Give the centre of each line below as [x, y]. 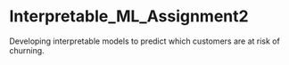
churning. [27, 50]
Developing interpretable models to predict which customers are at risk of [145, 41]
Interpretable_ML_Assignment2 [129, 16]
